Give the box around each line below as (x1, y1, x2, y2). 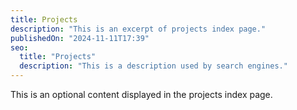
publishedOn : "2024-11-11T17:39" (10, 33, 150, 43)
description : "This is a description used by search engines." (19, 61, 288, 71)
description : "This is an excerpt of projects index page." (10, 24, 267, 34)
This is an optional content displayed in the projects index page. (10, 89, 273, 100)
